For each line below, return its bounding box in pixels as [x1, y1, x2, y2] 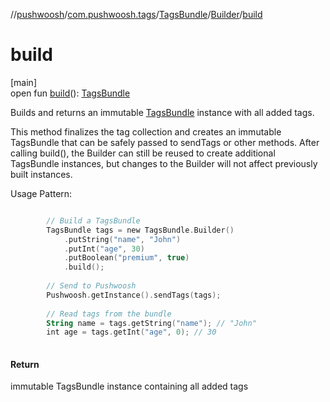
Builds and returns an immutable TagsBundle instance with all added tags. [10, 106, 315, 118]
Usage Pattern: [10, 187, 73, 199]
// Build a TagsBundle [46, 215, 141, 226]
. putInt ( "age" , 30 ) [63, 244, 145, 254]
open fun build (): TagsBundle [10, 87, 131, 99]
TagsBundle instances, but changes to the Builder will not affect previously [10, 157, 318, 169]
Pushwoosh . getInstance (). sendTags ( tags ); [46, 290, 222, 300]
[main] [10, 76, 37, 88]
